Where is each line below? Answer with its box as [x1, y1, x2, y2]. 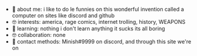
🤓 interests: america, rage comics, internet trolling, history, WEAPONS [11, 18, 186, 25]
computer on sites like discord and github [11, 12, 115, 19]
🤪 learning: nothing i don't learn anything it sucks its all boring [11, 25, 165, 32]
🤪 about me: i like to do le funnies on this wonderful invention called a [11, 6, 184, 13]
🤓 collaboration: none [11, 32, 66, 38]
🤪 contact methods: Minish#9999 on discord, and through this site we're [11, 38, 192, 45]
